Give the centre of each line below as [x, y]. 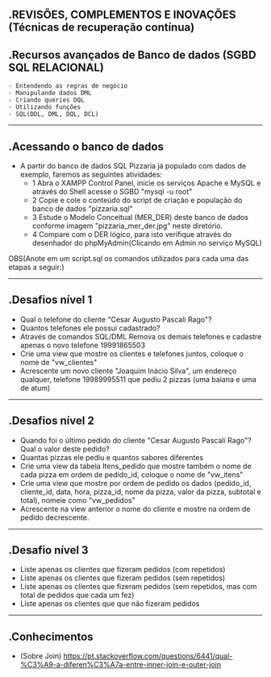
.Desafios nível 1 [50, 300]
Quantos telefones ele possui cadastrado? [90, 328]
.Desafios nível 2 [51, 421]
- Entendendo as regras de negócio [68, 86]
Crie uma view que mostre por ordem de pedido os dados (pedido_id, [135, 483]
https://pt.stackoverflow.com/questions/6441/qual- [148, 656]
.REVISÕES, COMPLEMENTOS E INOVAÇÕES [122, 15]
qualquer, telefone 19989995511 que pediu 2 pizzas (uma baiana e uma [138, 379]
